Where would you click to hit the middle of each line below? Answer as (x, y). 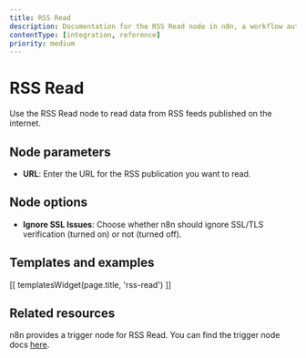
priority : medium (42, 43)
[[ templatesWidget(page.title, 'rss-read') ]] (90, 284)
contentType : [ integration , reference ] (85, 35)
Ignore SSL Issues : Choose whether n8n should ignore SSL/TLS (143, 224)
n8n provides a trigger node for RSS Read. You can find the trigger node (145, 335)
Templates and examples (82, 263)
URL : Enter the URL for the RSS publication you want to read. (137, 174)
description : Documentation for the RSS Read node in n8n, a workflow (146, 26)
